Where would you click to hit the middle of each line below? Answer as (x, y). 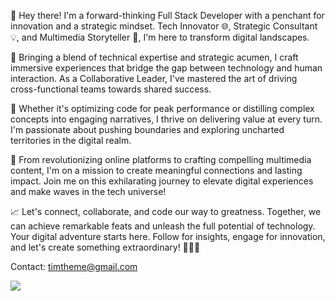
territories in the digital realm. (71, 140)
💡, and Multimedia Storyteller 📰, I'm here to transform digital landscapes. (160, 37)
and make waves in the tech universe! (88, 191)
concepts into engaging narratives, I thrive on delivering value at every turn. (166, 119)
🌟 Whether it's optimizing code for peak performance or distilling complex (162, 108)
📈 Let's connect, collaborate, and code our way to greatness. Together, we (166, 211)
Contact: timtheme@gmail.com (74, 266)
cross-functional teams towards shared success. (111, 89)
